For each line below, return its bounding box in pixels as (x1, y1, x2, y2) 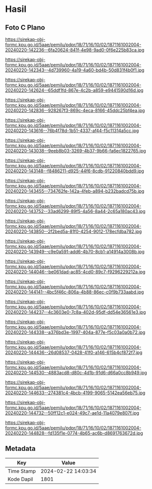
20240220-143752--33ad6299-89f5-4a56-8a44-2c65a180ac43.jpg (5, 209, 146, 214)
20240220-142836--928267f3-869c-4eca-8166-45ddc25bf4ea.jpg (5, 108, 145, 113)
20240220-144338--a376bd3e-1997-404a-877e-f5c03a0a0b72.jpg (5, 329, 146, 335)
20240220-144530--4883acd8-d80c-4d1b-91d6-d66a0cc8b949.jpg (5, 370, 148, 375)
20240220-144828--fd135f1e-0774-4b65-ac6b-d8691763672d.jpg (5, 430, 143, 436)
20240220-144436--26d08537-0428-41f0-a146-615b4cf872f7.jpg (5, 349, 143, 355)
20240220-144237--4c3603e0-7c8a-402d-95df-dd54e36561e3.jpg (5, 309, 146, 315)
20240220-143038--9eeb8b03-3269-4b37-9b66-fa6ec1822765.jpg (5, 148, 147, 153)
